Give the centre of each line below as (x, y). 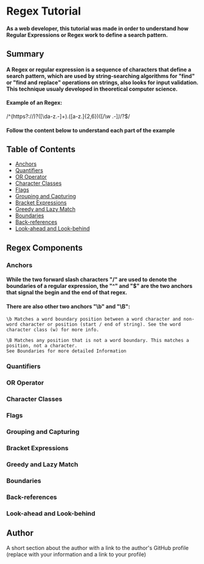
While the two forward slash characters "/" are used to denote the (92, 280)
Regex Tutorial (44, 11)
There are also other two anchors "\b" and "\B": (68, 306)
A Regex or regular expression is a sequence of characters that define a (99, 69)
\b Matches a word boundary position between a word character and (94, 319)
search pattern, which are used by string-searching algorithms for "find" (100, 76)
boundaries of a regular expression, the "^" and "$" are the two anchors (100, 286)
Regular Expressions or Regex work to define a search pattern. (87, 35)
